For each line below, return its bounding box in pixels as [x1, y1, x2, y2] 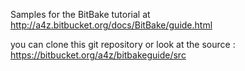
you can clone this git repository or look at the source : [10, 39, 236, 50]
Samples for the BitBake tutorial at [10, 9, 151, 20]
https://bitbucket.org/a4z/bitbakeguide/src [10, 49, 187, 61]
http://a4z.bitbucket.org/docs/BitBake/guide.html [10, 19, 213, 31]
